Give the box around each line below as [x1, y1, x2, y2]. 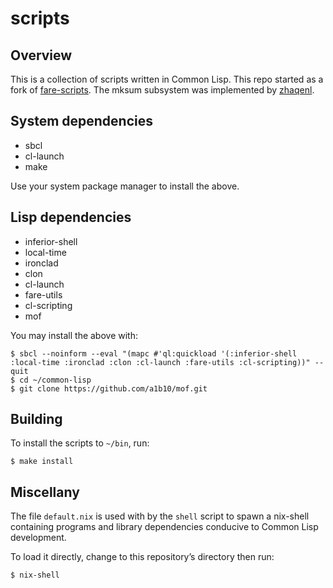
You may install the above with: [10, 329, 138, 341]
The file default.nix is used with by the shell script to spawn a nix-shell [10, 510, 310, 522]
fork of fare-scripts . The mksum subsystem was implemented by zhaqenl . [10, 84, 315, 96]
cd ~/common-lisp [19, 375, 92, 385]
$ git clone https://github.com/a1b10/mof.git [10, 383, 208, 394]
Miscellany [10, 483, 80, 501]
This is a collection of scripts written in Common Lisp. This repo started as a [10, 73, 324, 85]
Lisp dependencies [10, 209, 132, 226]
